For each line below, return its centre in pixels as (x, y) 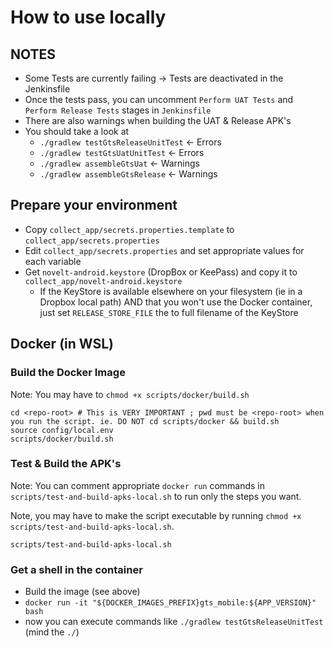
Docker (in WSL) (62, 344)
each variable (53, 261)
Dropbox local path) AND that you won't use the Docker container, (176, 302)
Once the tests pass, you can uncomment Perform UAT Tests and (159, 99)
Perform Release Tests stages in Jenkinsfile (118, 110)
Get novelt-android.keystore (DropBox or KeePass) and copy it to (161, 272)
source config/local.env (62, 430)
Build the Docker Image (68, 373)
